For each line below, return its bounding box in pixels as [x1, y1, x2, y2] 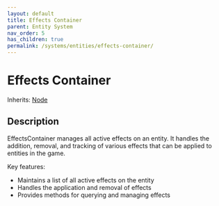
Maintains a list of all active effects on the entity [17, 175, 154, 184]
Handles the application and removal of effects [17, 183, 152, 191]
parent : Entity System [7, 23, 73, 30]
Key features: [7, 162, 45, 171]
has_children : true [7, 36, 64, 43]
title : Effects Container [7, 17, 82, 24]
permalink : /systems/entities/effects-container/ [7, 42, 154, 49]
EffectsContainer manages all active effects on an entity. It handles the [7, 134, 210, 143]
